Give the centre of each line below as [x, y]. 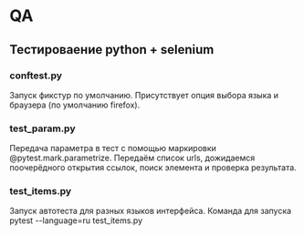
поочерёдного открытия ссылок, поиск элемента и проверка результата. [153, 168]
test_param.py [42, 128]
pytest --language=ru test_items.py [76, 220]
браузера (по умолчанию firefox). [75, 105]
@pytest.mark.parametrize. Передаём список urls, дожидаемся [132, 158]
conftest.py [36, 76]
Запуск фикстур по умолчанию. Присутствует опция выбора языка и [144, 95]
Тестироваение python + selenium [112, 50]
